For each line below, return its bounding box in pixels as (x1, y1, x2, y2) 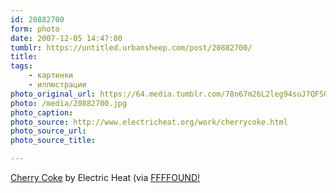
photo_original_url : (10, 89, 97, 99)
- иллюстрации (28, 80, 87, 90)
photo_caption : (10, 107, 74, 118)
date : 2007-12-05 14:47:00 (10, 33, 123, 43)
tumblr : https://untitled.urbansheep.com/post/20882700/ (10, 42, 253, 53)
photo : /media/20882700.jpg (10, 98, 128, 108)
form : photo (10, 24, 60, 34)
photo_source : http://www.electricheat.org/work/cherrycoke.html (10, 117, 288, 127)
